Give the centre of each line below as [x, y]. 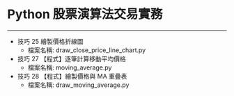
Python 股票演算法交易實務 [85, 14]
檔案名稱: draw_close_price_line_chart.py [87, 50]
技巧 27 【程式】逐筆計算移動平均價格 [72, 58]
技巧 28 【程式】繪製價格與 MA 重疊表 [72, 76]
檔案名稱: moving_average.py [70, 67]
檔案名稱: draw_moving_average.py [78, 85]
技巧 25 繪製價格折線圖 [50, 41]
